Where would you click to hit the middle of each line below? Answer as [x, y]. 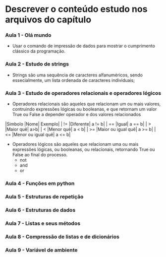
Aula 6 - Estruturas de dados [40, 210]
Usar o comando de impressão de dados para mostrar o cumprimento [83, 46]
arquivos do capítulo [48, 20]
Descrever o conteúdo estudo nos [76, 9]
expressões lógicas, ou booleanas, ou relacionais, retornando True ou [83, 149]
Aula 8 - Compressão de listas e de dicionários [62, 237]
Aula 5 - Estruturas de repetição [44, 196]
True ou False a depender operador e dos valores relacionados [77, 115]
